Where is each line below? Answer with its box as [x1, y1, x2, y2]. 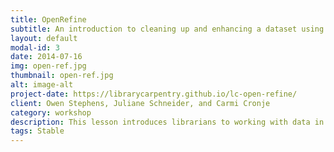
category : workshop [10, 107, 92, 118]
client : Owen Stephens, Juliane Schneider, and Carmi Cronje [10, 98, 271, 108]
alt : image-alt [10, 80, 74, 90]
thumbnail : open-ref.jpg [10, 71, 114, 81]
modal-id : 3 [10, 42, 60, 53]
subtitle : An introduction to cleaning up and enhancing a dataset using [10, 24, 325, 34]
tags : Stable [10, 126, 65, 136]
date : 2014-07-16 [10, 52, 83, 62]
